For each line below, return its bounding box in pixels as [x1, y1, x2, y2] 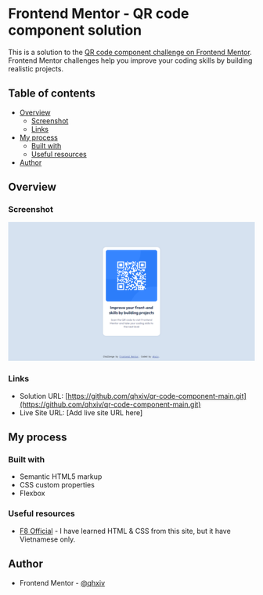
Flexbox [19, 488, 45, 498]
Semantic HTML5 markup [19, 472, 103, 481]
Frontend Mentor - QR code [8, 5, 189, 23]
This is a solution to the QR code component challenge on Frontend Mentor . [8, 47, 252, 57]
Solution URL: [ [19, 391, 68, 400]
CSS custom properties [19, 480, 95, 490]
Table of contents [8, 87, 95, 100]
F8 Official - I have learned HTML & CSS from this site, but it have [19, 526, 231, 535]
